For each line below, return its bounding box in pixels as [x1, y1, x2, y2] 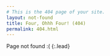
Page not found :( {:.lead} [6, 43, 70, 50]
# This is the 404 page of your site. [6, 9, 105, 15]
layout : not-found [6, 15, 53, 21]
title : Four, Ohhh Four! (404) [6, 20, 86, 26]
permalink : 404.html [6, 26, 59, 32]
